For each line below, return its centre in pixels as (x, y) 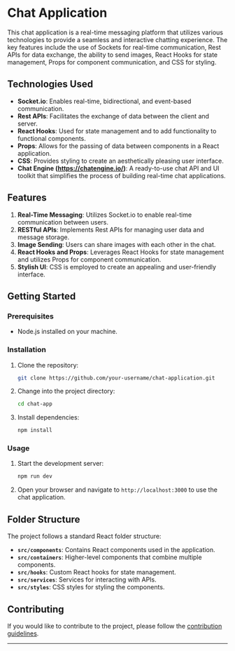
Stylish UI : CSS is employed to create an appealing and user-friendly (117, 267)
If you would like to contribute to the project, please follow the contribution (115, 626)
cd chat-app (35, 404)
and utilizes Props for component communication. (89, 259)
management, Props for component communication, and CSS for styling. (112, 62)
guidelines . (23, 633)
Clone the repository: (48, 365)
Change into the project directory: (66, 391)
